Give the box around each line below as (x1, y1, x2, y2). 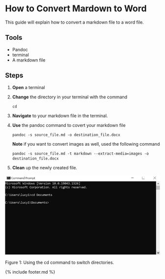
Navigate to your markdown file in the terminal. (12, 113, 108, 119)
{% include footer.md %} (5, 269, 55, 275)
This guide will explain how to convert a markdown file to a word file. (5, 19, 144, 25)
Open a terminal (12, 84, 45, 90)
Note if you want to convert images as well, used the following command (12, 141, 160, 147)
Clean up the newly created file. (12, 164, 78, 170)
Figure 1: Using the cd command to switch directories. (5, 259, 114, 265)
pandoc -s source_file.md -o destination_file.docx (12, 132, 120, 137)
